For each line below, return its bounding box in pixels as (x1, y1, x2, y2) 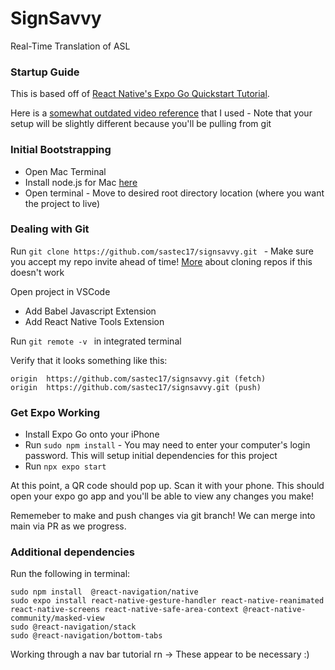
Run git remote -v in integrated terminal (10, 335, 182, 347)
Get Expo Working (10, 405, 101, 419)
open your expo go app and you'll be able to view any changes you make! (10, 490, 314, 502)
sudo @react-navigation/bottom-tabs (10, 631, 163, 641)
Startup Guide (10, 65, 80, 79)
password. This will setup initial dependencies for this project (24, 450, 278, 462)
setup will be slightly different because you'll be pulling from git (10, 118, 272, 130)
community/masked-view (10, 613, 105, 624)
